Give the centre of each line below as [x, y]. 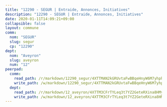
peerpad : [14, 70]
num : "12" [20, 65]
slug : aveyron [24, 60]
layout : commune [22, 28]
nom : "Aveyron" [25, 55]
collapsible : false [25, 23]
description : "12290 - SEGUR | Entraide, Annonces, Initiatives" [74, 14]
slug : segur [22, 42]
